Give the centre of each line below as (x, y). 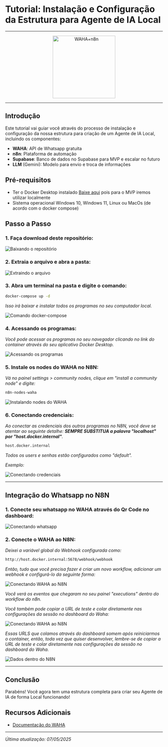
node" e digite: (20, 383)
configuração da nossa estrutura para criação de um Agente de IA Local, (80, 133)
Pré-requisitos (28, 180)
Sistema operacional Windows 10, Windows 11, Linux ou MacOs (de (81, 203)
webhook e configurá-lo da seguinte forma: (50, 574)
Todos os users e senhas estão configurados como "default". (69, 455)
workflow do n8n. (23, 599)
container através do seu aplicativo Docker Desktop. (59, 345)
